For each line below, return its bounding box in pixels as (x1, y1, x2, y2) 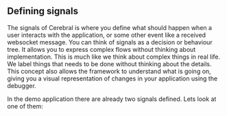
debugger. (7, 81, 36, 89)
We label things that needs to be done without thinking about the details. (7, 59, 212, 68)
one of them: (7, 102, 43, 110)
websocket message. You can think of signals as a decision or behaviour (7, 38, 213, 46)
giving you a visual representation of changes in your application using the (7, 74, 218, 83)
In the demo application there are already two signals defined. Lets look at (7, 95, 217, 103)
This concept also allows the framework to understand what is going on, (7, 67, 211, 75)
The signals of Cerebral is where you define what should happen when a (7, 23, 213, 31)
